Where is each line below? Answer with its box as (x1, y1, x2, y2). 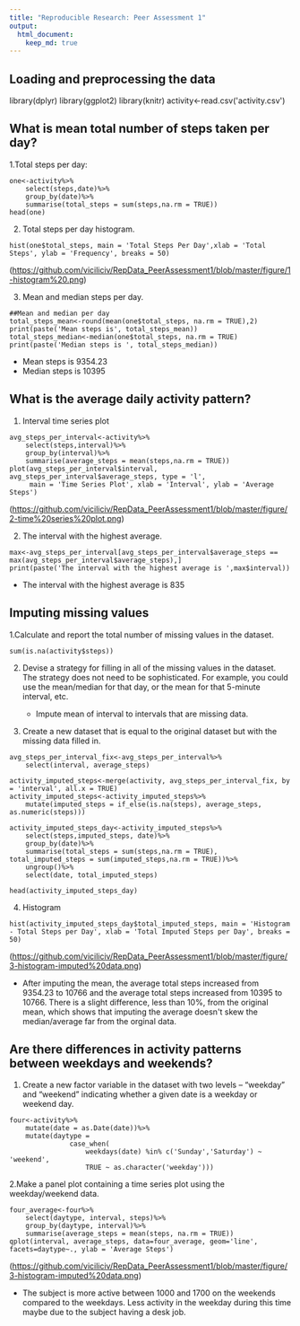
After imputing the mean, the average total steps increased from (21, 978, 260, 988)
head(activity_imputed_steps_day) (9, 886, 139, 895)
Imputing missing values (9, 605, 150, 620)
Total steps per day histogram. (21, 224, 135, 234)
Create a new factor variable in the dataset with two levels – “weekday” (21, 1079, 285, 1091)
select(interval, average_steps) (25, 760, 150, 769)
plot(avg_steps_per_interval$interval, (9, 464, 159, 473)
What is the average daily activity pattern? (9, 391, 252, 407)
